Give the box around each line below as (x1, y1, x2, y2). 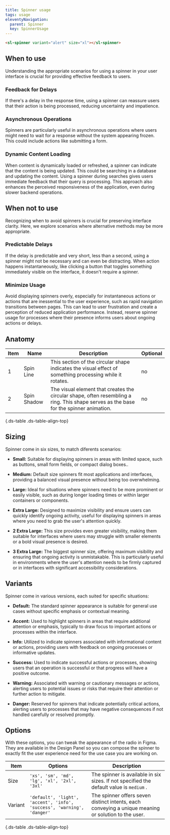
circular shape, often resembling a (50, 392, 132, 399)
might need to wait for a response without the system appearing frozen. (5, 133, 155, 139)
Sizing (5, 433, 26, 441)
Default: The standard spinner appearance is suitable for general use (12, 603, 157, 609)
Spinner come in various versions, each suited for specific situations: (5, 593, 149, 599)
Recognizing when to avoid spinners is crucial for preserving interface (5, 217, 152, 224)
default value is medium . (91, 784, 148, 791)
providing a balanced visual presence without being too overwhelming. (12, 476, 161, 483)
